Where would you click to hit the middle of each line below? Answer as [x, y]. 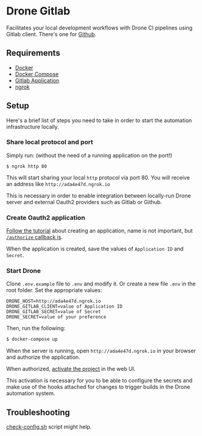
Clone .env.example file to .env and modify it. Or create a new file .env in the [101, 284]
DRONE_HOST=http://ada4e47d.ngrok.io [54, 301]
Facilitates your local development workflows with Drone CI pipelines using [99, 28]
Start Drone [24, 271]
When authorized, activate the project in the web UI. [71, 369]
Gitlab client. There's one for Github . [51, 34]
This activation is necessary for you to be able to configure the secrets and [99, 381]
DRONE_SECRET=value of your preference [56, 317]
